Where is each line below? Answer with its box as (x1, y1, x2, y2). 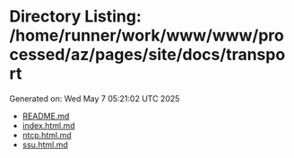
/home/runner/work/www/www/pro (9, 25, 284, 46)
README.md (22, 110, 70, 121)
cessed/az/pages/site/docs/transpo (9, 45, 286, 65)
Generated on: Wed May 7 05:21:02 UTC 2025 (9, 92, 180, 104)
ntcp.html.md (22, 129, 72, 140)
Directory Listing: (9, 6, 142, 27)
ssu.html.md (22, 139, 69, 150)
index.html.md (22, 119, 75, 131)
